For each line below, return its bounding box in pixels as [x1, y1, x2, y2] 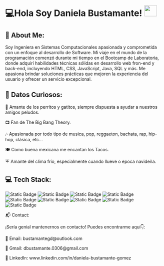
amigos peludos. [5, 109, 39, 115]
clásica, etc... [15, 136, 43, 142]
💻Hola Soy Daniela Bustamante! [5, 8, 142, 19]
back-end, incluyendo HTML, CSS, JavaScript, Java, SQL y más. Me [5, 66, 146, 71]
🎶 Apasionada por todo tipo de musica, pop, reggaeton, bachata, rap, [5, 131, 147, 137]
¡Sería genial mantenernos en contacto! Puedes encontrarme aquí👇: [5, 223, 146, 230]
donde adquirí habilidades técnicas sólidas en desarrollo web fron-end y [5, 60, 155, 66]
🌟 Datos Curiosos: [5, 91, 62, 99]
